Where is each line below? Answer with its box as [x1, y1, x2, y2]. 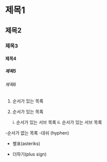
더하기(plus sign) [12, 151, 46, 157]
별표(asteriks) [12, 140, 40, 146]
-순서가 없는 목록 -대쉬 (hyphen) [5, 129, 69, 135]
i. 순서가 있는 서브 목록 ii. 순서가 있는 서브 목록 [12, 119, 102, 125]
